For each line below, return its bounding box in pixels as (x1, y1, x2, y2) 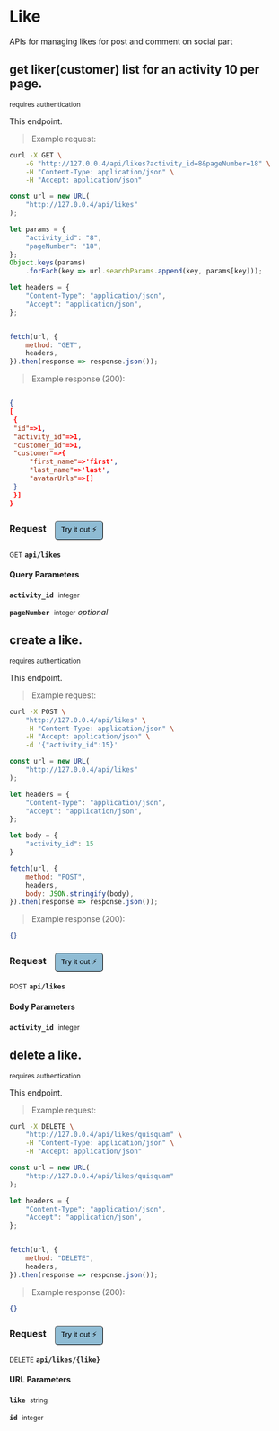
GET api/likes (9, 550, 61, 559)
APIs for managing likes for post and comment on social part (9, 36, 233, 47)
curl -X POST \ (9, 707, 66, 716)
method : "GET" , (25, 340, 83, 350)
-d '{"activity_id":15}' (25, 740, 118, 750)
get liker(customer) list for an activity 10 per (9, 62, 260, 77)
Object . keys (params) (9, 258, 87, 267)
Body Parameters (9, 1001, 76, 1013)
